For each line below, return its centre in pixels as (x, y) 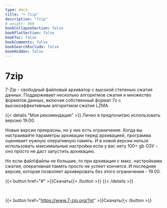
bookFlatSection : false (30, 33)
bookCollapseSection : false (34, 28)
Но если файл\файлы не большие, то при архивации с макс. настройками (84, 161)
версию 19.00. (20, 120)
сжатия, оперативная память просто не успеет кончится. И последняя (81, 166)
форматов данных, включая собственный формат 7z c (63, 101)
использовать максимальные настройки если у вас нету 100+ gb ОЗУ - (82, 146)
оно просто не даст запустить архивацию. (50, 151)
